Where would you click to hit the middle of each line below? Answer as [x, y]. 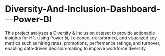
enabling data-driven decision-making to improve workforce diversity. [76, 48]
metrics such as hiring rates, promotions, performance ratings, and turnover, [83, 43]
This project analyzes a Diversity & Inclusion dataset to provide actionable [80, 33]
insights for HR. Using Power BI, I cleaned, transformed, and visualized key [81, 38]
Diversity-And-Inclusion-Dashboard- [83, 9]
